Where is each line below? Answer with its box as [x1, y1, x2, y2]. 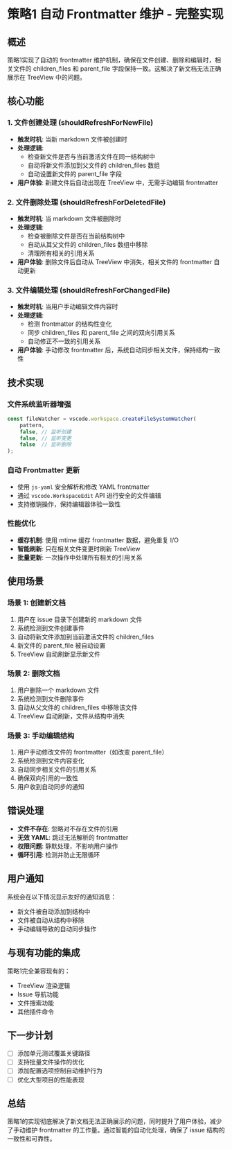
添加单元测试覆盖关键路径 [17, 1049, 91, 1057]
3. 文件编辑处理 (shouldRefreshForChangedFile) [7, 285, 171, 295]
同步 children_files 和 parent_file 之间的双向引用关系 [27, 329, 175, 337]
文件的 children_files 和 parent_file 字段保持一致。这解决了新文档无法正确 [12, 64, 222, 73]
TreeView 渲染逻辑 [17, 981, 71, 990]
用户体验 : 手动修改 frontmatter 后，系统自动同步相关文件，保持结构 [17, 346, 208, 354]
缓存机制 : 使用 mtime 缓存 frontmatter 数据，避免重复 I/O [17, 535, 179, 544]
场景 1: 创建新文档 [7, 598, 66, 607]
